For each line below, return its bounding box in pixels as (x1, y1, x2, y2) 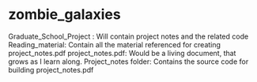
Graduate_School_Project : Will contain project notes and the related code (8, 32, 249, 41)
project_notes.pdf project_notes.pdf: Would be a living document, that (8, 48, 236, 58)
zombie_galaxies (8, 6, 121, 24)
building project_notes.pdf (8, 65, 94, 74)
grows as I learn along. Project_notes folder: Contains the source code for (8, 57, 249, 66)
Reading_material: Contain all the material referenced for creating (8, 39, 221, 49)
